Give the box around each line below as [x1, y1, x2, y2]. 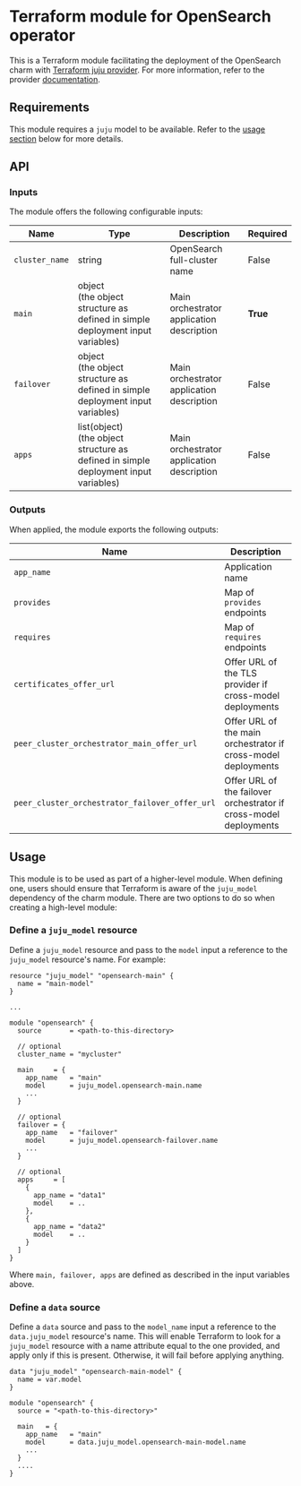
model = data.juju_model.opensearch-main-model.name [25, 1438, 246, 1447]
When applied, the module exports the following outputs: [9, 524, 219, 535]
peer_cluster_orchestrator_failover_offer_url [13, 797, 217, 808]
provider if [224, 678, 269, 691]
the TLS [224, 666, 258, 679]
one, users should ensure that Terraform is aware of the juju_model [9, 882, 258, 893]
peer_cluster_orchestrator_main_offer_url [13, 738, 198, 749]
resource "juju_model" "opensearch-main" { [9, 971, 175, 980]
